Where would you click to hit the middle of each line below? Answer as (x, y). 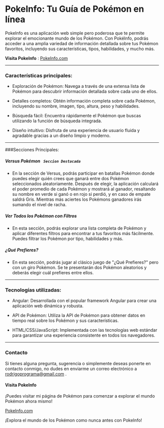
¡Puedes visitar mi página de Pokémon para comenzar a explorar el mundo (80, 396)
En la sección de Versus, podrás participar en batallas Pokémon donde (83, 173)
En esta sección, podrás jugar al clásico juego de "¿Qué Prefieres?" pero (85, 262)
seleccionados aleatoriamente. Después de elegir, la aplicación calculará (85, 184)
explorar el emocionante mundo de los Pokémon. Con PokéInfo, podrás (77, 38)
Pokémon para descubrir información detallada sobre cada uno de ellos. (85, 91)
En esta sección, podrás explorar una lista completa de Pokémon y (79, 228)
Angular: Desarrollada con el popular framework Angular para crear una (84, 301)
